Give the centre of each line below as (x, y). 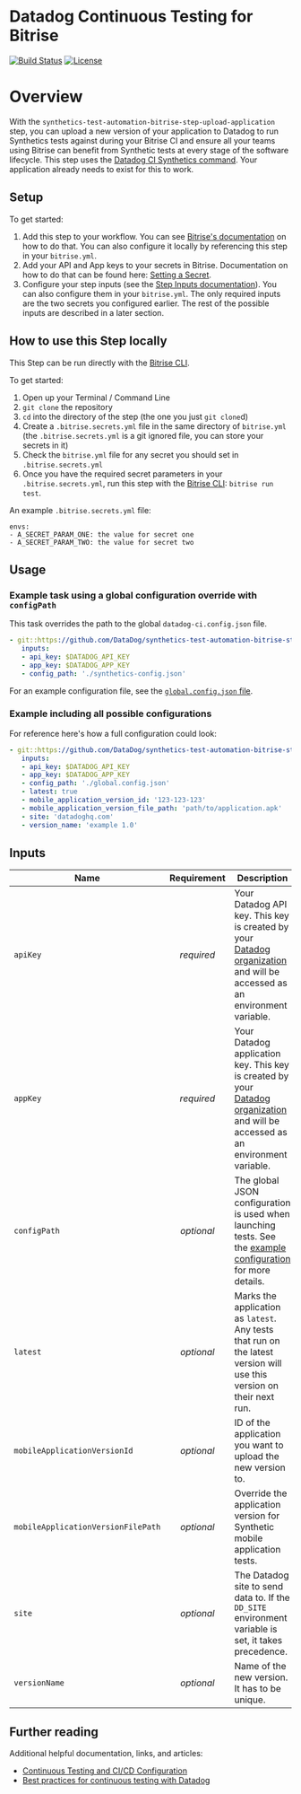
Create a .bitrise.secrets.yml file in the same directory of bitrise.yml (154, 426)
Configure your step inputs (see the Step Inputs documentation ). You (150, 284)
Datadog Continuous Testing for (131, 17)
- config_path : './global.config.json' (95, 783)
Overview (46, 97)
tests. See (255, 1237)
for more (252, 1270)
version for (257, 1516)
